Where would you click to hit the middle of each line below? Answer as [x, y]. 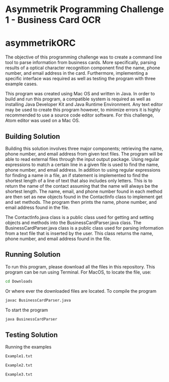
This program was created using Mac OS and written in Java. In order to [80, 94]
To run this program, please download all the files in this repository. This [80, 266]
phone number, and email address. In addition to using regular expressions [83, 170]
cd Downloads [19, 281]
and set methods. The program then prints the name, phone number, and [81, 202]
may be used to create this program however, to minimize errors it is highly [83, 110]
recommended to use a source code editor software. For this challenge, [80, 115]
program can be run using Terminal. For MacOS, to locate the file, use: [78, 272]
